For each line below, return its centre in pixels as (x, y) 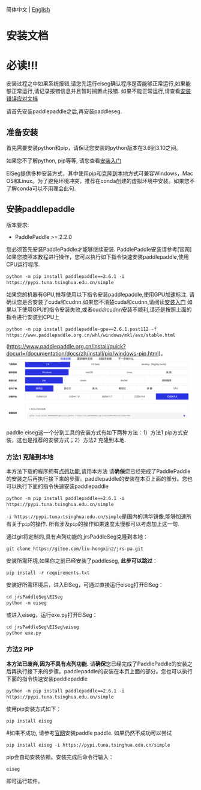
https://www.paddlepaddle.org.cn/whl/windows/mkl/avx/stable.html (91, 335)
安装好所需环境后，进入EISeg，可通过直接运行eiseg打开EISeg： (85, 585)
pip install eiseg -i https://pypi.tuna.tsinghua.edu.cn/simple (88, 745)
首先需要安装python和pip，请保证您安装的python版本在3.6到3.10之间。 (94, 147)
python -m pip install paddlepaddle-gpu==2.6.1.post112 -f (82, 329)
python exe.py (24, 633)
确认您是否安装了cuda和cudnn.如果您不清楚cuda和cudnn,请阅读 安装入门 (96, 302)
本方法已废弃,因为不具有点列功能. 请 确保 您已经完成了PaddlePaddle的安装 (97, 664)
